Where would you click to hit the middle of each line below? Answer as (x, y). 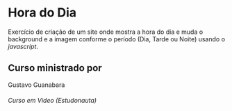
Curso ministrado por (55, 68)
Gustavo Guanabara (36, 85)
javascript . (23, 46)
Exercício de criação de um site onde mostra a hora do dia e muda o (106, 32)
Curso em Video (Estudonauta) (52, 101)
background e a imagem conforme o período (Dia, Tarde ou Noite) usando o (116, 39)
